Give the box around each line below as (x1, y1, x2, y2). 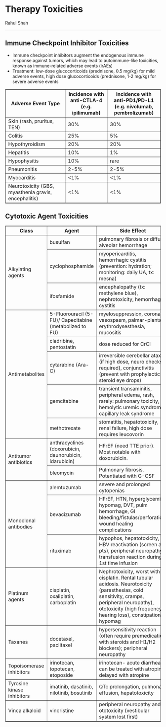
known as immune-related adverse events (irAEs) (12, 63, 113, 69)
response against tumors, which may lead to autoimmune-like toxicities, (12, 57, 159, 63)
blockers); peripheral (98, 645, 148, 652)
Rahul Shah (5, 20, 29, 26)
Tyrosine (8, 680, 29, 687)
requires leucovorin (98, 431, 144, 437)
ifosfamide (49, 292, 75, 299)
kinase (8, 686, 24, 693)
